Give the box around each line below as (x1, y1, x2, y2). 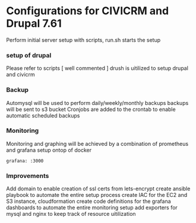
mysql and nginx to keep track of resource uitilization (6, 211, 136, 218)
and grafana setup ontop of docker (6, 146, 92, 154)
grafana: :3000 (6, 158, 44, 164)
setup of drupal (6, 51, 52, 59)
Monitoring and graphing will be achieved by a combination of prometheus (6, 140, 189, 147)
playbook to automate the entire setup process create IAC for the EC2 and (6, 192, 188, 199)
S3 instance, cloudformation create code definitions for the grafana (6, 197, 171, 205)
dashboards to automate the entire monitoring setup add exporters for (6, 204, 178, 211)
